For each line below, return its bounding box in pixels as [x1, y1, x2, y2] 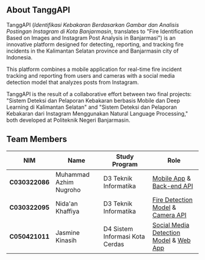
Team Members [6, 134, 67, 144]
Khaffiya [55, 207, 80, 215]
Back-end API [152, 182, 193, 190]
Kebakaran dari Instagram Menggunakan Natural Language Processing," [6, 110, 189, 117]
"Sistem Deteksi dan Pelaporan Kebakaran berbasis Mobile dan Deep [6, 97, 181, 104]
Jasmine [55, 228, 81, 237]
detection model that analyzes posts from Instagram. [6, 78, 139, 86]
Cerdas [103, 240, 124, 248]
